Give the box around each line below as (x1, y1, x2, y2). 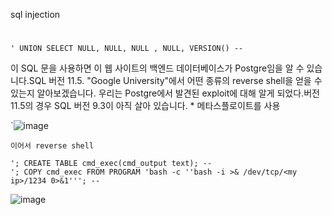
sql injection (10, 9, 61, 20)
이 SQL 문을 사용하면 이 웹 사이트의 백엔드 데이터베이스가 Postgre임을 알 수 (10, 62, 305, 74)
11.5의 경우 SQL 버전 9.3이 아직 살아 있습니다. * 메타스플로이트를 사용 (10, 100, 281, 112)
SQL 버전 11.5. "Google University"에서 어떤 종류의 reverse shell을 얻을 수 (28, 75, 323, 87)
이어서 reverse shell (10, 141, 95, 151)
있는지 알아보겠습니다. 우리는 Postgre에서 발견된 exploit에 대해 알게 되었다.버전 (10, 87, 320, 99)
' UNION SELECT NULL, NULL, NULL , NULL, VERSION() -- (10, 44, 244, 54)
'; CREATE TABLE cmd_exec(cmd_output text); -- (10, 159, 213, 169)
